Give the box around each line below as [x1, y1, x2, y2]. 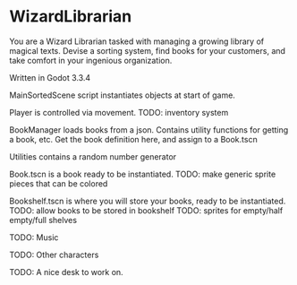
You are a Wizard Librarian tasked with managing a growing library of [9, 36, 265, 47]
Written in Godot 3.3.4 [9, 72, 91, 82]
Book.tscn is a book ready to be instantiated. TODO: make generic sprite [9, 168, 276, 179]
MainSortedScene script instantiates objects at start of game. [9, 90, 235, 100]
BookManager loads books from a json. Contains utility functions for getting [9, 124, 289, 135]
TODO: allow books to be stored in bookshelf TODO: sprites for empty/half [9, 204, 284, 216]
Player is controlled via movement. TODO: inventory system [9, 107, 229, 117]
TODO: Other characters [9, 249, 99, 260]
